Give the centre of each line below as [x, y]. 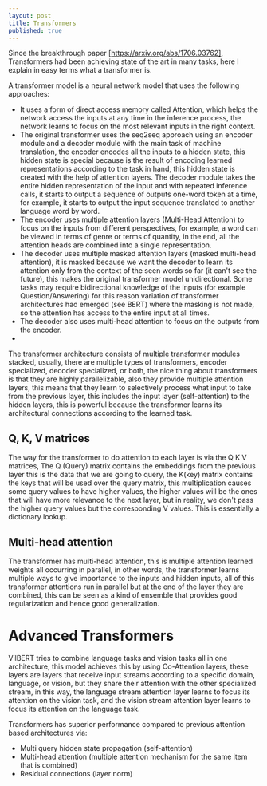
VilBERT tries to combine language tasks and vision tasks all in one [118, 658]
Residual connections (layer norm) [76, 773]
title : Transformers [43, 23]
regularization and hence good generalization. [84, 604]
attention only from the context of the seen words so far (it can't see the [138, 271]
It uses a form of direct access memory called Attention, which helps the [139, 109]
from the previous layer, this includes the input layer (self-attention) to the [129, 397]
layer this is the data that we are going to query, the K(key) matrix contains [131, 475]
